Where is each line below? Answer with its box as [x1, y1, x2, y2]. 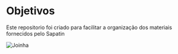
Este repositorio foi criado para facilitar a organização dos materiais [6, 24, 173, 31]
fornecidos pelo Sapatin [6, 30, 65, 37]
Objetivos [6, 4, 55, 18]
